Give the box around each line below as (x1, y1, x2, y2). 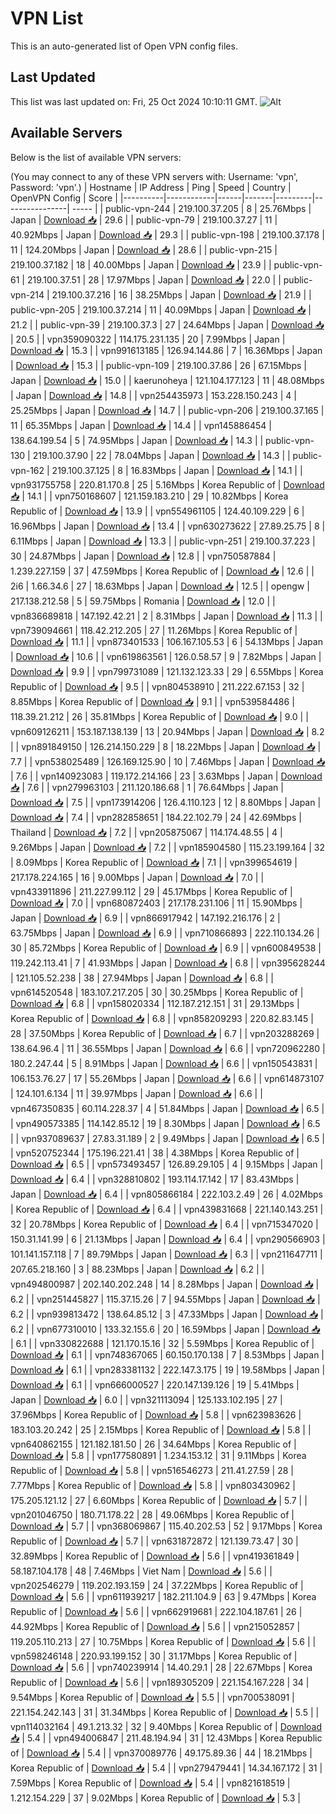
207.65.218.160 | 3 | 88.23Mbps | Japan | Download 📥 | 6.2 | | (10, 1263, 265, 1275)
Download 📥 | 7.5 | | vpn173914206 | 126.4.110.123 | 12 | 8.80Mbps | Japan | (10, 796, 322, 808)
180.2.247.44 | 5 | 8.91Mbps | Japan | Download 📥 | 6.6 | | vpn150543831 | (10, 1057, 318, 1069)
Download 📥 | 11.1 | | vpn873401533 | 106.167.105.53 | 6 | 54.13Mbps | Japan (10, 635, 323, 647)
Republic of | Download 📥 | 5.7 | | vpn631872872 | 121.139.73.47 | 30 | (10, 1535, 299, 1547)
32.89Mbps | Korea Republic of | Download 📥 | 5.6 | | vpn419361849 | (10, 1550, 300, 1562)
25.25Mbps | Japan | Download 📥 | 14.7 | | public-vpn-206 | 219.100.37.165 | (10, 404, 325, 416)
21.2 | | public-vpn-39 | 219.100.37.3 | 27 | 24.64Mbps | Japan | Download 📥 (10, 318, 325, 331)
